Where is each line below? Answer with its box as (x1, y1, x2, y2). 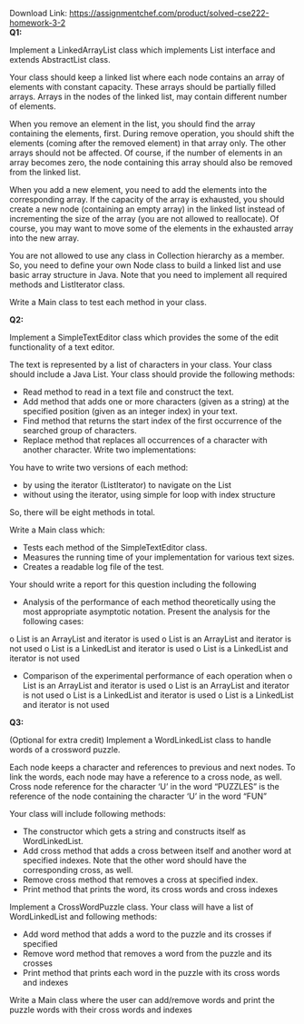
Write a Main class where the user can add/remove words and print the (9, 995, 275, 1005)
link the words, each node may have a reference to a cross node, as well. (9, 771, 283, 782)
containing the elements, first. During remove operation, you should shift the (9, 128, 295, 139)
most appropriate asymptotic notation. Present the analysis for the (22, 606, 270, 617)
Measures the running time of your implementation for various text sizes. (22, 552, 295, 562)
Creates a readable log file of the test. (22, 562, 165, 572)
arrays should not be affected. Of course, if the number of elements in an (9, 147, 283, 158)
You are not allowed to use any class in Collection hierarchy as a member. (9, 250, 285, 261)
